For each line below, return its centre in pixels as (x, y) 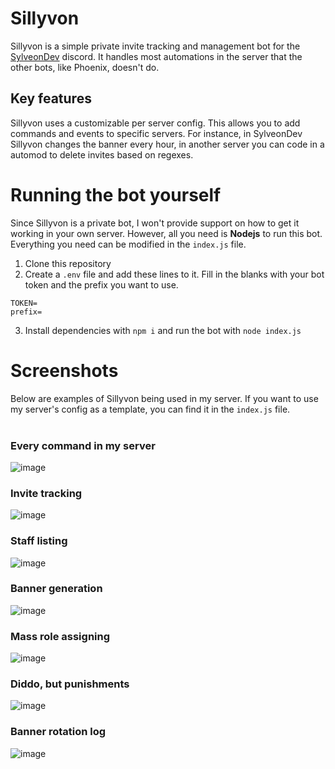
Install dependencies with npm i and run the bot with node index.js (163, 330)
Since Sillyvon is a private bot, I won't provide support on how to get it (155, 223)
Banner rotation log (58, 732)
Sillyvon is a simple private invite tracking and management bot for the (155, 46)
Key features (51, 98)
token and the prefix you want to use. (101, 284)
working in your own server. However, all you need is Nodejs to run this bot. (166, 233)
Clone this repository (68, 263)
